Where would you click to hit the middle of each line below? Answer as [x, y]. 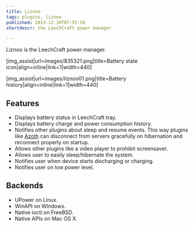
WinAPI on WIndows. [40, 206]
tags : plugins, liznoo [34, 17]
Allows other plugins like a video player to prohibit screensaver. [91, 149]
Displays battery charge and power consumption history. [83, 124]
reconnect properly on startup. [52, 143]
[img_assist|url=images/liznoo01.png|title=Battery [66, 79]
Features [23, 103]
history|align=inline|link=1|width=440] [52, 85]
